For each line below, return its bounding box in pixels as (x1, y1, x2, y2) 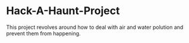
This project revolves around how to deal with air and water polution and (6, 24, 184, 31)
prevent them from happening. (6, 29, 81, 37)
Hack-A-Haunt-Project (6, 4, 120, 18)
